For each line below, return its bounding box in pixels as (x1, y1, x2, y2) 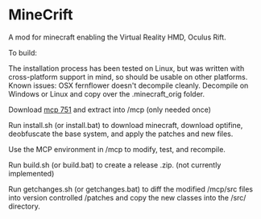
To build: (8, 48, 38, 57)
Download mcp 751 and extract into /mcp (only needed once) (8, 105, 212, 114)
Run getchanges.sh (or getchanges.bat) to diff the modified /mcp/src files (8, 184, 254, 194)
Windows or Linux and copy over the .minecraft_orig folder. (8, 89, 205, 98)
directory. (8, 201, 40, 211)
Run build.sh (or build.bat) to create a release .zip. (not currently (8, 159, 222, 170)
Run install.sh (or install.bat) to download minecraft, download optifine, (8, 120, 243, 130)
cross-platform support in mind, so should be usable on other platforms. (8, 72, 248, 81)
